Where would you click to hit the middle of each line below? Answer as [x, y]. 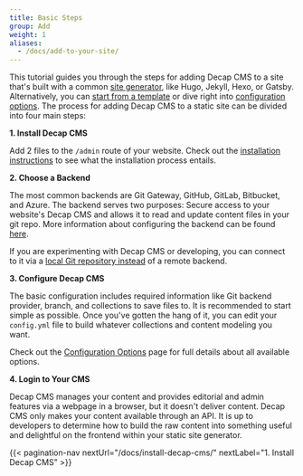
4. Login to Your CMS [50, 379]
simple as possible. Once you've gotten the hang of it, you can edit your [143, 315]
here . [19, 234]
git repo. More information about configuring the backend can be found [142, 224]
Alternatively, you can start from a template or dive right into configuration [147, 97]
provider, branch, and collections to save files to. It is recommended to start [150, 306]
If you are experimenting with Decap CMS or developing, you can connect [147, 252]
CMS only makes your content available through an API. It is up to [131, 416]
